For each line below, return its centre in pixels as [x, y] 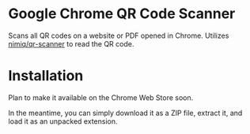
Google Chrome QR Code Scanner [122, 14]
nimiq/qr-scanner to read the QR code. [71, 43]
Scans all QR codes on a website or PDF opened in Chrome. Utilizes [119, 35]
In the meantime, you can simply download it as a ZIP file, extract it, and [125, 113]
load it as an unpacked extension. [63, 121]
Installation [46, 76]
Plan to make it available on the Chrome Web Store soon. [101, 97]
